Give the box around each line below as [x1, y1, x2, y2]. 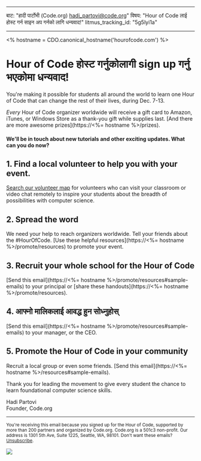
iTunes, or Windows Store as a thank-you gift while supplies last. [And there [6, 115, 193, 122]
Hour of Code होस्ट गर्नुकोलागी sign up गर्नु [6, 58, 190, 71]
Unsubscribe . [6, 438, 34, 444]
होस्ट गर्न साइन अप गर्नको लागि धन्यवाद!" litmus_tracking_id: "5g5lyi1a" [6, 19, 157, 26]
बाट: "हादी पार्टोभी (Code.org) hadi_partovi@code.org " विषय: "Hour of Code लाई [6, 12, 187, 19]
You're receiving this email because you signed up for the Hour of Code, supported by [6, 421, 184, 428]
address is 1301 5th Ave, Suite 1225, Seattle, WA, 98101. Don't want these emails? [6, 432, 173, 438]
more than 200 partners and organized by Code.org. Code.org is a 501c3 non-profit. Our [6, 427, 188, 433]
